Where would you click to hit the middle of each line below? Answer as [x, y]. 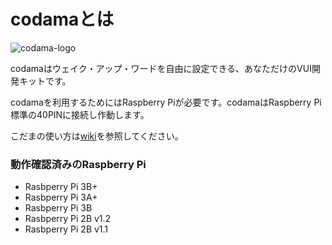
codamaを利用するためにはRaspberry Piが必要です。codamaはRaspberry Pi [166, 102]
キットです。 [45, 81]
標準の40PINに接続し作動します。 [80, 114]
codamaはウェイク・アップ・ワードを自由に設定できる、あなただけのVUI [161, 68]
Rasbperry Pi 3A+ [61, 197]
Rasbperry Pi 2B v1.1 [66, 229]
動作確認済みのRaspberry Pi [78, 164]
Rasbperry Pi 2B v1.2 [68, 219]
